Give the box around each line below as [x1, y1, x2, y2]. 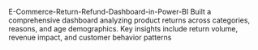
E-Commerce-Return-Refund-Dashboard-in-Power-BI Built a [8, 7, 212, 16]
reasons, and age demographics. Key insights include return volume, [8, 24, 239, 33]
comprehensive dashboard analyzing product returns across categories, [8, 15, 250, 25]
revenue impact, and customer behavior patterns [8, 32, 172, 42]
